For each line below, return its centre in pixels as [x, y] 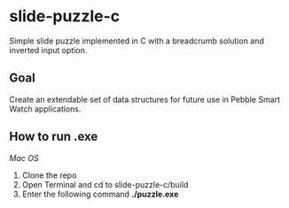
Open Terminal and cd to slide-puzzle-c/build [105, 184]
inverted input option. [48, 50]
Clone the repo [49, 175]
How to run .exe [54, 137]
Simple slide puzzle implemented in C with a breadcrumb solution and [137, 41]
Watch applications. [45, 109]
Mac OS [24, 158]
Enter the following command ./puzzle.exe [100, 194]
